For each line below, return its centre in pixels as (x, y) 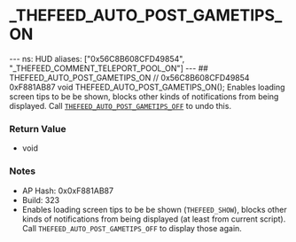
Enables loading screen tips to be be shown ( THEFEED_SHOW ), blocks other (154, 209)
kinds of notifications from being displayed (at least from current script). (154, 219)
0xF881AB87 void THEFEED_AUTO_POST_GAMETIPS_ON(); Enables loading (147, 87)
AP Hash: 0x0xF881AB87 (67, 191)
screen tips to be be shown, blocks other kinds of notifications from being (144, 96)
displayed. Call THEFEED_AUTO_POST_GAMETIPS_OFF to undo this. (121, 105)
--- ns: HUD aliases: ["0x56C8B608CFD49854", (97, 59)
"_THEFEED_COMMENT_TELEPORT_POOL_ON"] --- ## (109, 68)
